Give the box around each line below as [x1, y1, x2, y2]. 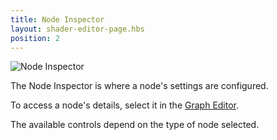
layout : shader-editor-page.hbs [10, 24, 145, 34]
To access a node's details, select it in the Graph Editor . [10, 99, 240, 111]
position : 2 [10, 33, 60, 43]
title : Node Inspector [10, 14, 105, 25]
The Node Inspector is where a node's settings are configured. [10, 80, 269, 92]
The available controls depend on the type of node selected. [10, 119, 260, 131]
